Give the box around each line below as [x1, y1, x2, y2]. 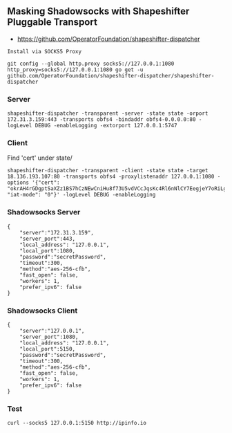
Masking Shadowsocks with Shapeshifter [7, 6, 190, 17]
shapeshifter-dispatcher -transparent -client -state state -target [7, 167, 209, 174]
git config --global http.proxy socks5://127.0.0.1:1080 [7, 60, 175, 67]
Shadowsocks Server [7, 208, 81, 217]
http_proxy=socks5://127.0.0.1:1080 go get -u [7, 66, 144, 73]
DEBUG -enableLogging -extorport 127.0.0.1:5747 [35, 122, 177, 129]
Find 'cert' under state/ [7, 154, 72, 162]
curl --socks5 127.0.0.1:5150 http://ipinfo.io [7, 420, 147, 427]
